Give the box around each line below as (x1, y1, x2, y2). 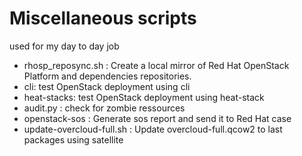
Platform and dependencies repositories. (23, 70, 192, 82)
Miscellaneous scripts (9, 7, 197, 30)
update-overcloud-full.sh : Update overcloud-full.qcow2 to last (23, 123, 283, 135)
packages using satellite (23, 133, 124, 146)
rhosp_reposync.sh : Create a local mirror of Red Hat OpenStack (23, 59, 290, 71)
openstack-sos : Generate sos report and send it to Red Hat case (23, 112, 292, 124)
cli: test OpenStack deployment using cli (23, 80, 191, 92)
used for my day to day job (9, 40, 120, 52)
